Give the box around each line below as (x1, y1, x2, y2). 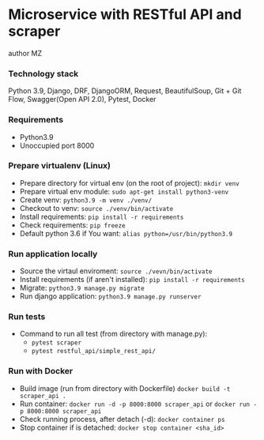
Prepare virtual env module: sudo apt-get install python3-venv (19, 186, 229, 196)
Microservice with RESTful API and (8, 6, 243, 24)
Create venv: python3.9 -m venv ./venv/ (19, 195, 153, 205)
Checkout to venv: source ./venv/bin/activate (19, 203, 174, 212)
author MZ (8, 48, 43, 58)
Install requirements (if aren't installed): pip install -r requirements (19, 275, 245, 284)
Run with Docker (8, 366, 74, 377)
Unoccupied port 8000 (19, 141, 95, 150)
